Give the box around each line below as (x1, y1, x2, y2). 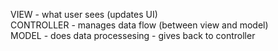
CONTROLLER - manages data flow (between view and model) (10, 19, 269, 31)
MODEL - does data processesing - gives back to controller (10, 30, 256, 41)
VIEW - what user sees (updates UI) (10, 9, 158, 20)
